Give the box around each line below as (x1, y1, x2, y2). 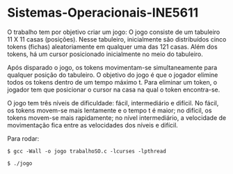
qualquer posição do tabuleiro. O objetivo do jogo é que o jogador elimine (7, 71, 218, 79)
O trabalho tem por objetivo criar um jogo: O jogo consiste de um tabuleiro (7, 28, 220, 36)
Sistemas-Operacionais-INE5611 (7, 5, 199, 21)
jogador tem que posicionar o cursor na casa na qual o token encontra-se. (7, 85, 220, 94)
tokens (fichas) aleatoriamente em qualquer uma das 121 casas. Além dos (7, 42, 218, 51)
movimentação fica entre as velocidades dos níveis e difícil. (7, 121, 179, 129)
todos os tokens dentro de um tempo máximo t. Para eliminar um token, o (7, 78, 218, 86)
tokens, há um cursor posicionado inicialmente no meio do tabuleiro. (7, 50, 204, 58)
